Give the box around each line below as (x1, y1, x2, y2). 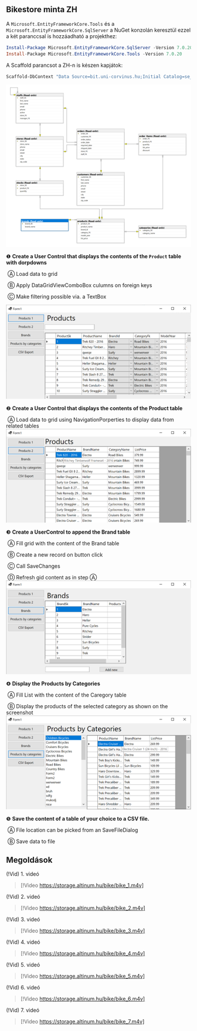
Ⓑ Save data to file (7, 838, 56, 845)
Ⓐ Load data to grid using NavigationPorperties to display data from (7, 416, 174, 423)
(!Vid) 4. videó (6, 938, 40, 945)
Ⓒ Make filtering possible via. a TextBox (7, 293, 107, 301)
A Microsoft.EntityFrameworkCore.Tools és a (6, 20, 115, 27)
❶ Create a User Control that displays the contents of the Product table (6, 253, 182, 260)
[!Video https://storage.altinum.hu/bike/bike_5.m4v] (20, 972, 145, 979)
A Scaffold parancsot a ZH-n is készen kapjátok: (6, 62, 123, 69)
